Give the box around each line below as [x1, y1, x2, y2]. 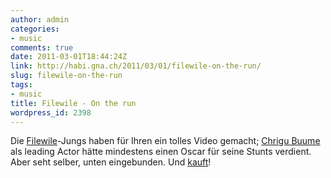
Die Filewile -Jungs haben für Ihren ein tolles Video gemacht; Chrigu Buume [10, 135, 321, 147]
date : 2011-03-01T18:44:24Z [10, 52, 128, 62]
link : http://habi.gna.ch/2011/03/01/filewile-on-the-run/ [10, 61, 262, 71]
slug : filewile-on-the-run [10, 71, 123, 81]
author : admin [10, 14, 70, 25]
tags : [10, 80, 33, 90]
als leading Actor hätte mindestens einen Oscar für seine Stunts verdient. [10, 146, 312, 158]
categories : [10, 24, 60, 34]
